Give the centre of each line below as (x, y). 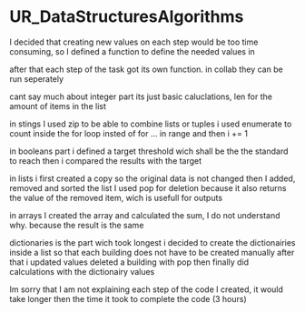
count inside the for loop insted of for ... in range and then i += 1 (128, 133)
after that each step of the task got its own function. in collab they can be (146, 69)
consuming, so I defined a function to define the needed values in (133, 51)
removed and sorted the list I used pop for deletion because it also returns (148, 187)
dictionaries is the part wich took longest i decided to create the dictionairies (152, 242)
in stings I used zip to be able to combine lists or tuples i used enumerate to (151, 124)
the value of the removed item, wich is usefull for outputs (116, 197)
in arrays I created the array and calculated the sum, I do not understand (145, 215)
